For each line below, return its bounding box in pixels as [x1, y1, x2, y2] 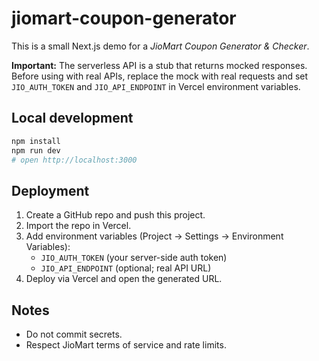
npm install [11, 136, 61, 146]
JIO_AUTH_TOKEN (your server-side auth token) [40, 252, 228, 264]
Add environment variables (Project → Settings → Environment [25, 230, 284, 242]
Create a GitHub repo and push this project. [25, 209, 206, 221]
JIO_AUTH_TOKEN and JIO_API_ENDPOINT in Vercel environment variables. [11, 80, 301, 92]
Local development [11, 110, 134, 127]
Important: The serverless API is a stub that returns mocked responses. [11, 59, 308, 71]
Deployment [11, 182, 90, 199]
